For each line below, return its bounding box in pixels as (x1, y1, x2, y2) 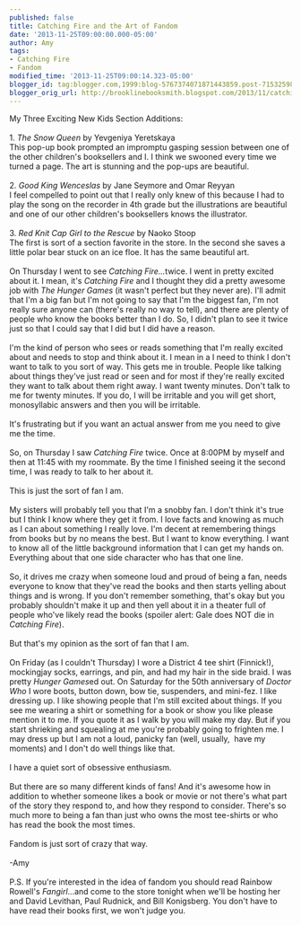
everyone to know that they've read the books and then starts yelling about (9, 580, 287, 591)
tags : (9, 47, 30, 56)
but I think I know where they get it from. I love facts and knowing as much (9, 514, 284, 524)
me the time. (9, 427, 56, 438)
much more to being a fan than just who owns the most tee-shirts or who (9, 809, 279, 820)
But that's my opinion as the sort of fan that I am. (9, 638, 190, 648)
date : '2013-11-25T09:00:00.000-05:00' (9, 30, 159, 39)
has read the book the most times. (9, 819, 136, 830)
